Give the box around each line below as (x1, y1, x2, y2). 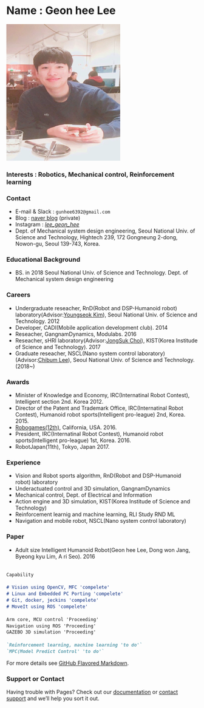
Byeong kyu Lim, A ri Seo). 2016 (15, 553, 95, 560)
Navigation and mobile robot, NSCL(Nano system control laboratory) (15, 517, 186, 525)
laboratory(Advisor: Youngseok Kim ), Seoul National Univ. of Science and (15, 311, 197, 318)
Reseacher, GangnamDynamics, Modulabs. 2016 (15, 330, 137, 338)
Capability (6, 571, 34, 577)
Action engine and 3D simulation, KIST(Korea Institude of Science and (15, 498, 190, 505)
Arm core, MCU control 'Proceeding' (6, 616, 99, 622)
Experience (6, 458, 41, 466)
